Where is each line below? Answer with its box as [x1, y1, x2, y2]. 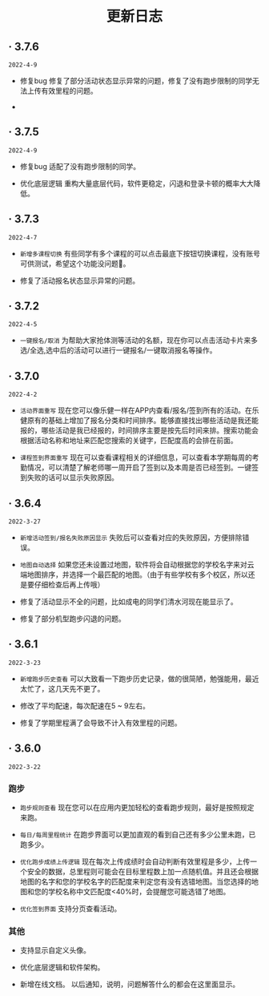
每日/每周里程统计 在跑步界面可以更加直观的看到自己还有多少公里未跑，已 [19, 829, 256, 839]
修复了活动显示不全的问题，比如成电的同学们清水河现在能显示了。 [19, 597, 238, 607]
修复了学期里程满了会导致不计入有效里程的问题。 [19, 718, 182, 728]
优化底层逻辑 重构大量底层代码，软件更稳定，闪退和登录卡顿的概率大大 [19, 178, 254, 188]
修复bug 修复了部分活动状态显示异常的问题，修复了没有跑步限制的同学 [19, 76, 253, 85]
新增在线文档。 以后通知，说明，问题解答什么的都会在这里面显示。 [19, 979, 240, 990]
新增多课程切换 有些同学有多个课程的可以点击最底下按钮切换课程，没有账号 [19, 248, 260, 258]
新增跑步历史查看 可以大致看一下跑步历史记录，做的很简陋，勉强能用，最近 [19, 674, 259, 683]
